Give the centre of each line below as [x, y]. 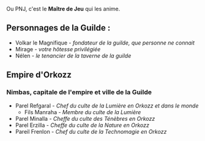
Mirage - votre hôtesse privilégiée [58, 49]
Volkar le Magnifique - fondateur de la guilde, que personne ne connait [105, 43]
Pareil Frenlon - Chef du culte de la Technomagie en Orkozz [91, 131]
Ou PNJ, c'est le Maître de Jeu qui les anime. [63, 9]
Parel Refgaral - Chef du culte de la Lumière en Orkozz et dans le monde [107, 106]
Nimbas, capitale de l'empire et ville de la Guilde [79, 92]
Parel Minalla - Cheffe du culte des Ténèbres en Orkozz [85, 118]
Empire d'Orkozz [39, 75]
